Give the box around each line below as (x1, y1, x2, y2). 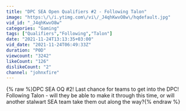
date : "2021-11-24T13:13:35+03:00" (6, 36, 94, 42)
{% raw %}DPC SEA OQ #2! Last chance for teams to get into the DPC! (6, 85, 179, 93)
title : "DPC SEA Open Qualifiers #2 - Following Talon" (6, 8, 147, 15)
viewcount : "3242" (6, 53, 52, 59)
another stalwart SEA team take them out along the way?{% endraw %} (6, 99, 181, 106)
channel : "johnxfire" (6, 69, 60, 75)
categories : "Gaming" (6, 25, 60, 31)
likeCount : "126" (6, 58, 49, 64)
